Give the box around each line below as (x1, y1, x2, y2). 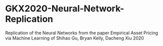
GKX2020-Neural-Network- (5, 3, 124, 14)
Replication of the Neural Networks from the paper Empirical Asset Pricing (5, 30, 158, 36)
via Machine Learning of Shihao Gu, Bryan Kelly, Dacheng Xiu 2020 (5, 35, 144, 41)
